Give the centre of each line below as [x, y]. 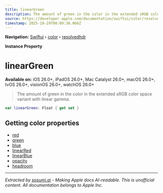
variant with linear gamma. [43, 99]
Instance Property [24, 46]
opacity [20, 160]
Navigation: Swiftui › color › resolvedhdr [46, 37]
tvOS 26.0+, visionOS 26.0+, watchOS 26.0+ [50, 85]
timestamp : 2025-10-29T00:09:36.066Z [43, 23]
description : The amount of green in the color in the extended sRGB [77, 14]
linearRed [22, 150]
